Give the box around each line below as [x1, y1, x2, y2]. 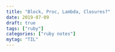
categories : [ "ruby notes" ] [6, 31, 76, 37]
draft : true [6, 20, 36, 26]
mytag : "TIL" [6, 36, 39, 42]
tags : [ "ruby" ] [6, 25, 44, 32]
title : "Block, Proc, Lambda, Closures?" [6, 8, 111, 15]
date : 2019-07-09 [6, 14, 49, 20]
